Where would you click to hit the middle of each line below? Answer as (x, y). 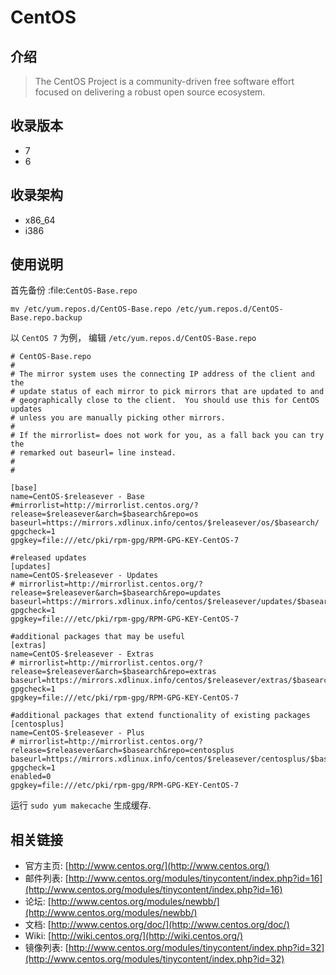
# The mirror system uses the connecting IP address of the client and (162, 374)
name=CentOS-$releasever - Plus (77, 733)
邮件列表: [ (46, 878)
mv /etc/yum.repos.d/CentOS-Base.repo (91, 309)
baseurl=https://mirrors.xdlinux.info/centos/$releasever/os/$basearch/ (165, 523)
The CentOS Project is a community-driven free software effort (164, 81)
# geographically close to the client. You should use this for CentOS (165, 401)
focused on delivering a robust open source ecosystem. (150, 92)
